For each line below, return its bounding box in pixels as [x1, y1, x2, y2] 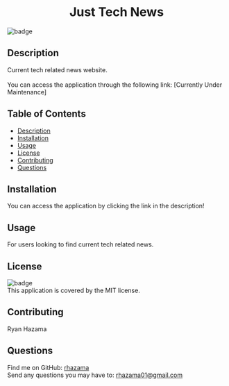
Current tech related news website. [7, 65, 108, 74]
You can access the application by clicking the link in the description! [7, 202, 205, 210]
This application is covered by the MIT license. [7, 286, 140, 294]
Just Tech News [69, 4, 164, 20]
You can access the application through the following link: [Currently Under [7, 81, 223, 89]
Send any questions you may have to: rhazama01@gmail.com [7, 371, 183, 379]
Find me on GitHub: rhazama [7, 363, 90, 371]
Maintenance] [7, 87, 47, 96]
